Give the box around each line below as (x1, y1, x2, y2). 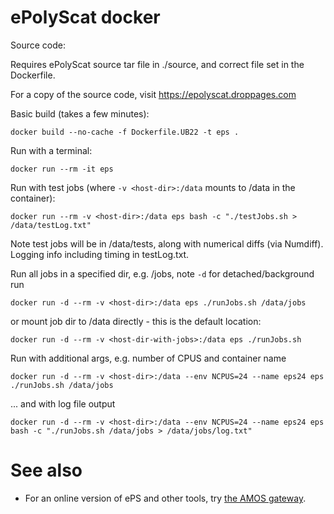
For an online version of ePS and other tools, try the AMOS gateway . (24, 492, 307, 504)
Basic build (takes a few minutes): (10, 107, 150, 120)
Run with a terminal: (10, 144, 93, 156)
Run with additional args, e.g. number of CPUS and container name (10, 352, 287, 364)
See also (10, 459, 83, 482)
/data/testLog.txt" (10, 220, 92, 230)
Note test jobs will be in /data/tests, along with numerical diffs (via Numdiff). (10, 237, 324, 250)
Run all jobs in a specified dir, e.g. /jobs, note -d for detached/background (10, 267, 315, 280)
